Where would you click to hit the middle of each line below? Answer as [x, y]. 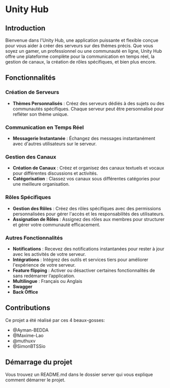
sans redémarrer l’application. [44, 276]
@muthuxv [24, 341]
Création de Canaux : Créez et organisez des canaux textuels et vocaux [88, 168]
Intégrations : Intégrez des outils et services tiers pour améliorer [80, 260]
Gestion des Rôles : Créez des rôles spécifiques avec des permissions [87, 208]
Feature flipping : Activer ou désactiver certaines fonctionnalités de [84, 270]
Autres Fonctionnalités [34, 238]
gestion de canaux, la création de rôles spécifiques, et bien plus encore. [81, 62]
